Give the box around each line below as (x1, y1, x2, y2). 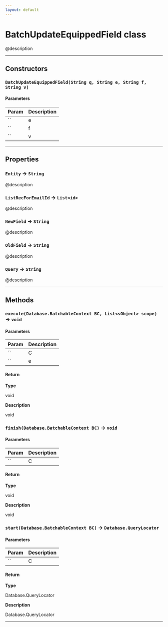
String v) (5, 84, 29, 90)
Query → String (5, 265, 41, 272)
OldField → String (5, 242, 49, 249)
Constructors (5, 64, 48, 73)
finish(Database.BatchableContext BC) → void (5, 424, 117, 431)
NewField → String (5, 218, 49, 225)
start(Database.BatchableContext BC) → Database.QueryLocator (5, 524, 159, 531)
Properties (5, 155, 39, 164)
